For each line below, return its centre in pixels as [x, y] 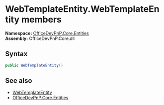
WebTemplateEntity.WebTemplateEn [82, 9]
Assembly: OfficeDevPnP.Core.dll [40, 38]
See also [19, 81]
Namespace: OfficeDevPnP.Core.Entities [47, 33]
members [42, 19]
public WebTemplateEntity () [34, 65]
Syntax [16, 54]
